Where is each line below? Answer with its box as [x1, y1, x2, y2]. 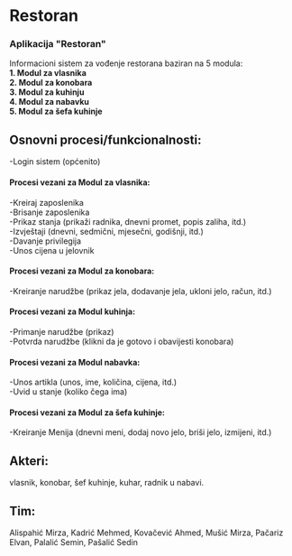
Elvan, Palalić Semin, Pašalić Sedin [9, 536, 138, 547]
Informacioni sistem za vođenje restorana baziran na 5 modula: [9, 58, 243, 69]
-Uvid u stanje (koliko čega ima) [9, 386, 128, 397]
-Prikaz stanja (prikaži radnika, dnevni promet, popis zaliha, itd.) [9, 216, 247, 227]
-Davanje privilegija [9, 236, 82, 246]
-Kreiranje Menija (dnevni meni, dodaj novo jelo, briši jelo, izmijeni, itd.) [9, 427, 272, 438]
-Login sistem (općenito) [9, 156, 101, 167]
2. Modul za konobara [9, 78, 93, 88]
